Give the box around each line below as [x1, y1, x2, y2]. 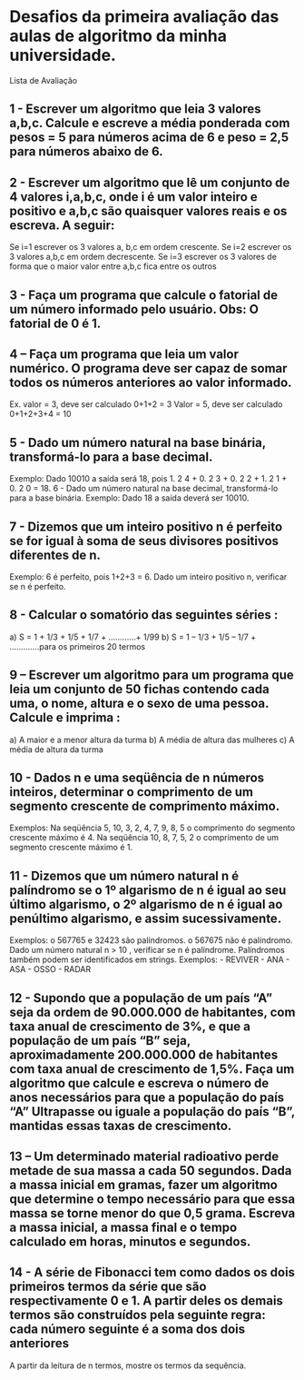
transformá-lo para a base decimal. [9, 449, 213, 464]
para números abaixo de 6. [9, 144, 163, 160]
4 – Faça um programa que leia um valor [9, 346, 239, 362]
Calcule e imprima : [9, 710, 121, 726]
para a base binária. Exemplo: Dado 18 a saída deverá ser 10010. [9, 492, 250, 503]
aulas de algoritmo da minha [9, 25, 228, 46]
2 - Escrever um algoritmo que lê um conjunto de [9, 174, 290, 190]
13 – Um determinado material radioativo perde [9, 1149, 279, 1164]
